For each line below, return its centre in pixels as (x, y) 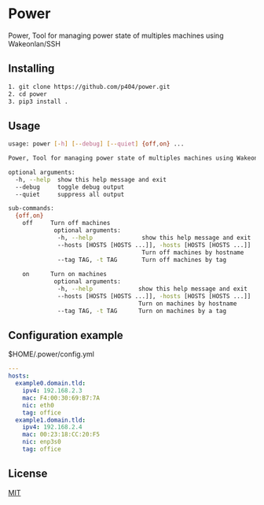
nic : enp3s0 (42, 442)
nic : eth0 (38, 405)
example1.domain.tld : (51, 420)
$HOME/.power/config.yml (51, 354)
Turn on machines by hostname (187, 304)
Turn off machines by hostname (193, 252)
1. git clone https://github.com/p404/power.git (89, 87)
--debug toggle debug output (70, 187)
